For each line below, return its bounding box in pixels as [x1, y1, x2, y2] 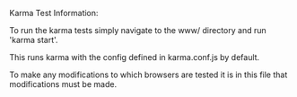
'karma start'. [9, 35, 58, 45]
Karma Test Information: [9, 8, 99, 18]
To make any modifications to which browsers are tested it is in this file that [9, 69, 288, 80]
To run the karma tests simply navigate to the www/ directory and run [9, 25, 266, 35]
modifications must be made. [9, 79, 118, 89]
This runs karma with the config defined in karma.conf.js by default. [9, 52, 260, 62]
